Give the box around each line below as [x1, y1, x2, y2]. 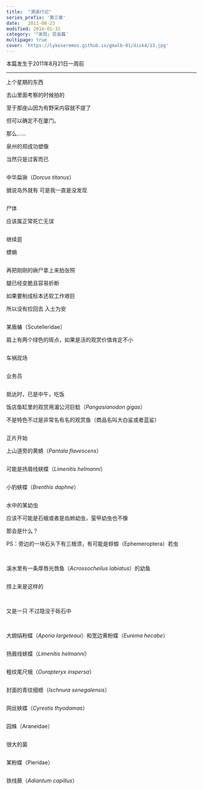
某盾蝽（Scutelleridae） [6, 323, 66, 330]
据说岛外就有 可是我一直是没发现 [6, 186, 88, 193]
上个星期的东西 [6, 78, 43, 85]
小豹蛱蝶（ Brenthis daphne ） [6, 483, 80, 490]
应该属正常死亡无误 [6, 217, 54, 224]
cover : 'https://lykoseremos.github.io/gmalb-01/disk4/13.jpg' [6, 43, 169, 49]
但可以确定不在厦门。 [6, 117, 59, 124]
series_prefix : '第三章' [6, 15, 66, 21]
